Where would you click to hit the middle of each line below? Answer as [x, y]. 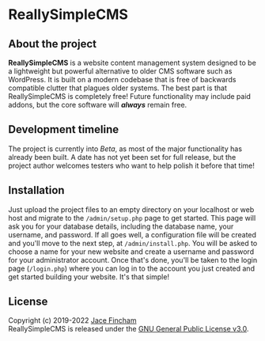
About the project [53, 44]
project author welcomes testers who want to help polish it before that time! [132, 165]
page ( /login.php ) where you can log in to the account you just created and [132, 268]
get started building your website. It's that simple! [89, 277]
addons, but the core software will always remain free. [98, 105]
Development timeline [64, 129]
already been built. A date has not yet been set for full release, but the [122, 157]
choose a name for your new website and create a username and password [131, 252]
